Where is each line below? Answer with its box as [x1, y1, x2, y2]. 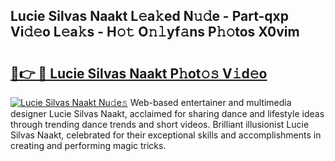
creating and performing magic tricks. [10, 140, 167, 151]
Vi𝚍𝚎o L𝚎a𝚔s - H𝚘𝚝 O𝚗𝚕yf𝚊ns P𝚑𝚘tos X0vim [10, 24, 300, 41]
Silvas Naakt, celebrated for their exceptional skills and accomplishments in [10, 129, 322, 141]
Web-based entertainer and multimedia [129, 97, 292, 108]
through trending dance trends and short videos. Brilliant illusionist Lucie [10, 119, 310, 130]
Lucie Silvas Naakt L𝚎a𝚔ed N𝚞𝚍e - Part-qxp [10, 8, 289, 25]
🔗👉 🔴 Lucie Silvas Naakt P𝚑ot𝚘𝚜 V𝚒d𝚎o [10, 65, 268, 82]
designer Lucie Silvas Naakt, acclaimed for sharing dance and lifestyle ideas [10, 108, 325, 119]
